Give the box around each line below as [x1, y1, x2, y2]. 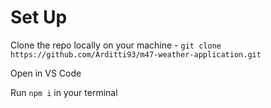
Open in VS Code [10, 67, 82, 79]
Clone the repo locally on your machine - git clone [10, 39, 222, 51]
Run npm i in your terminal [10, 86, 118, 98]
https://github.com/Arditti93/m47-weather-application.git [10, 49, 262, 60]
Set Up [10, 6, 68, 29]
